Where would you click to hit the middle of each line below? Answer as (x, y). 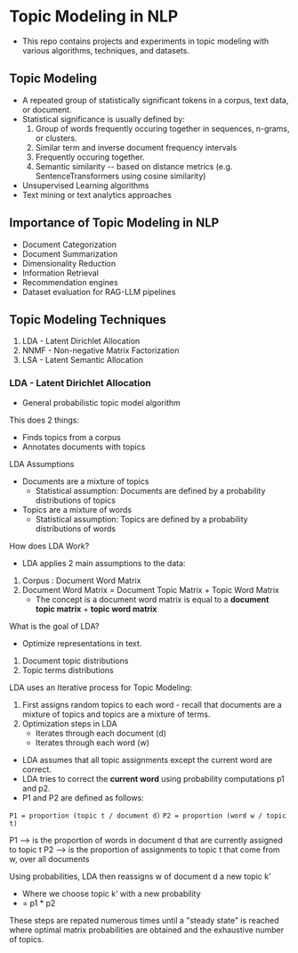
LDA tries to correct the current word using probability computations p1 (153, 778)
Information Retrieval (60, 273)
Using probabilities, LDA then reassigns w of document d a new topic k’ (140, 876)
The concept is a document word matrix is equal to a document (152, 599)
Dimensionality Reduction (69, 263)
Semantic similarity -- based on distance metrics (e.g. (134, 166)
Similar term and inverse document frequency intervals (136, 147)
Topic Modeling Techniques (88, 320)
